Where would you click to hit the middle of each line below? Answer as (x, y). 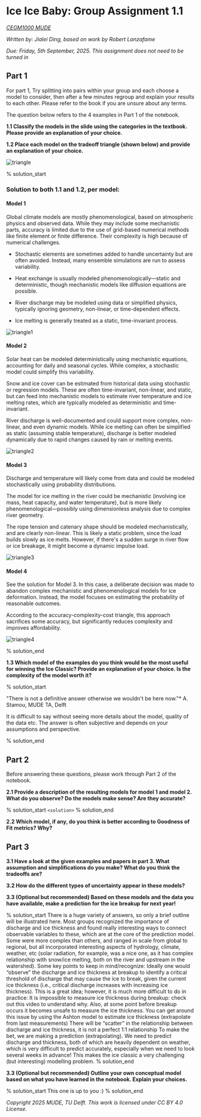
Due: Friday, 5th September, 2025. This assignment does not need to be (95, 51)
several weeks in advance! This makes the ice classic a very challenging (95, 1055)
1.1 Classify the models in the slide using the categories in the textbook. (97, 126)
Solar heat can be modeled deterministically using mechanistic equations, (97, 359)
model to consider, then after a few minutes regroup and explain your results (100, 96)
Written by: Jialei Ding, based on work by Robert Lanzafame (81, 39)
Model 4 (17, 571)
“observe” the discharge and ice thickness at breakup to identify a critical (97, 972)
